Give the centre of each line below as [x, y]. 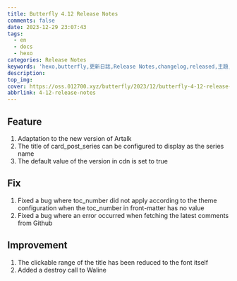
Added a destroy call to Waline [62, 270]
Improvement [37, 245]
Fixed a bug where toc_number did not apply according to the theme [117, 200]
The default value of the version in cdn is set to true [92, 161]
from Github [35, 223]
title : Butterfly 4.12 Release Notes [63, 14]
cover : [17, 86]
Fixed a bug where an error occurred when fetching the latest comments [123, 215]
